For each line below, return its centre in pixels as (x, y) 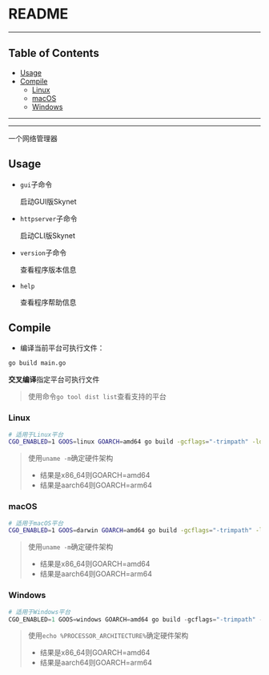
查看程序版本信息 (48, 269)
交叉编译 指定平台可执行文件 (54, 380)
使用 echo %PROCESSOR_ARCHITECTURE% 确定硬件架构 (108, 636)
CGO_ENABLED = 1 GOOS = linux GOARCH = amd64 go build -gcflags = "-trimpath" (128, 442)
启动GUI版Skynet (48, 201)
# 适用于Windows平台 (39, 612)
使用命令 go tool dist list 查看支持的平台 (97, 397)
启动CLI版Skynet (48, 235)
